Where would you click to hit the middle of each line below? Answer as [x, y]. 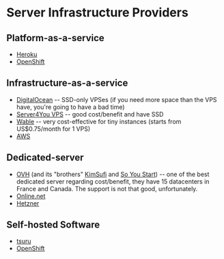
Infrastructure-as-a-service [67, 83]
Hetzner [28, 203]
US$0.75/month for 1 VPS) [53, 129]
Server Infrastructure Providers [97, 13]
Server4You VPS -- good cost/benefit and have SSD [90, 114]
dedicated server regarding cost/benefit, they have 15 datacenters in [113, 181]
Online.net [31, 196]
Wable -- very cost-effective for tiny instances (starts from [99, 121]
